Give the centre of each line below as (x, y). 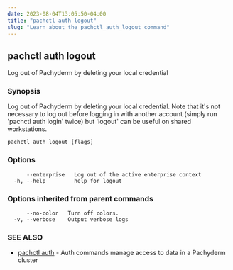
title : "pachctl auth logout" (52, 21)
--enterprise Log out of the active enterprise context (114, 174)
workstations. (27, 129)
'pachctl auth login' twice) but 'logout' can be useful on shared (99, 122)
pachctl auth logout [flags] (50, 142)
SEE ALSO (25, 237)
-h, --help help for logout (68, 181)
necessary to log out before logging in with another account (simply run (113, 114)
